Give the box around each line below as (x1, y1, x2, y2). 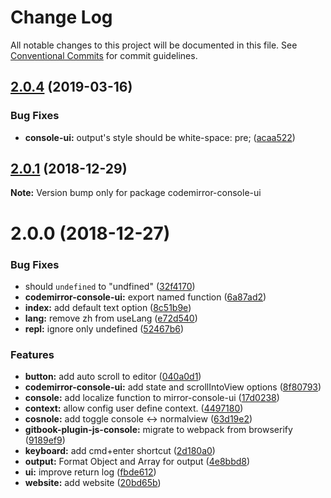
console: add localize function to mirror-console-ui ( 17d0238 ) (24, 392, 280, 404)
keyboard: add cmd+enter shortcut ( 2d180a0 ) (24, 445, 216, 457)
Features (10, 347, 55, 361)
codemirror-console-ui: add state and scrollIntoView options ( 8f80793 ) (24, 381, 322, 393)
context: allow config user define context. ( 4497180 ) (24, 402, 244, 415)
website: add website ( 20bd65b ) (24, 477, 162, 489)
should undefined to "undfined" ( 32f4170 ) (24, 280, 196, 292)
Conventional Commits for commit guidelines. (10, 49, 198, 61)
